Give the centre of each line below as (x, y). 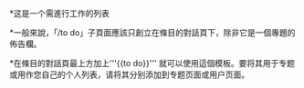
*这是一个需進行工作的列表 (60, 13)
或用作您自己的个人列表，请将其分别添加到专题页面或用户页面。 (129, 74)
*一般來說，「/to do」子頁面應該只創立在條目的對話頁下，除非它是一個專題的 (152, 33)
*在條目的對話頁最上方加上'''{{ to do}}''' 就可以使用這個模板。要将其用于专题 (152, 63)
